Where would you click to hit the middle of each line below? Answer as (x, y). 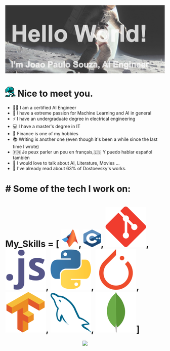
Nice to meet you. (55, 93)
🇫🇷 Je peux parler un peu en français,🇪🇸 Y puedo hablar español (82, 152)
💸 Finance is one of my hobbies (45, 133)
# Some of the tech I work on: (68, 189)
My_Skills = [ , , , (77, 244)
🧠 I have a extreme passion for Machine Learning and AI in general (82, 113)
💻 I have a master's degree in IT (47, 126)
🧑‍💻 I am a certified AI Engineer (45, 107)
